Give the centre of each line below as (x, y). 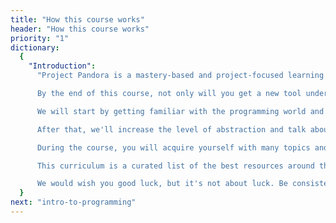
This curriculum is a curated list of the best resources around (175, 166)
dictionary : (35, 47)
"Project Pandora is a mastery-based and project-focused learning (180, 76)
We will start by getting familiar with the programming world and (180, 111)
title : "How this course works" (77, 19)
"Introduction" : (62, 66)
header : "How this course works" (80, 29)
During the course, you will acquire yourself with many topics (173, 147)
